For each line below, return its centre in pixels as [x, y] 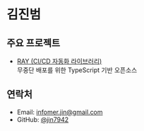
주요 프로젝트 [34, 43]
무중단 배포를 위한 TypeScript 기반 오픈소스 [77, 70]
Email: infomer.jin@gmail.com [60, 112]
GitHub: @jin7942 [43, 119]
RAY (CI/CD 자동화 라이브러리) [59, 61]
